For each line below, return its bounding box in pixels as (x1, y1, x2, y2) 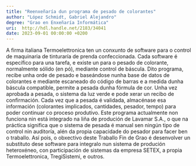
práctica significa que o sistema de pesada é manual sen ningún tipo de (6, 122, 180, 129)
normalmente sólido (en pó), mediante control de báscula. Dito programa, (6, 65, 184, 72)
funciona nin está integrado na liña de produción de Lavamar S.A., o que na (6, 115, 189, 122)
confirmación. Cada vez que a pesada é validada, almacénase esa (6, 97, 166, 104)
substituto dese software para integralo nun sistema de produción (6, 141, 165, 148)
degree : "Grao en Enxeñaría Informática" (6, 19, 109, 25)
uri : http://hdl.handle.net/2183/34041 (6, 25, 107, 31)
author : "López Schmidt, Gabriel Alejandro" (6, 14, 117, 20)
